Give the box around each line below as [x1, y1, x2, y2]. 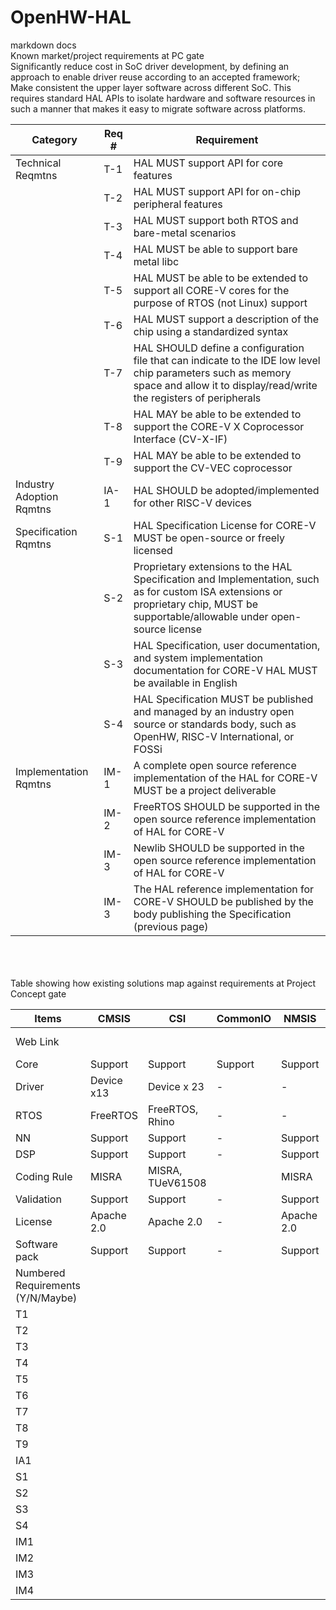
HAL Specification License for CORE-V [133, 518, 317, 532]
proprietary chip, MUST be [133, 597, 259, 611]
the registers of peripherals [133, 391, 262, 405]
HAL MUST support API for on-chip [133, 184, 301, 198]
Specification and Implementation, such [133, 572, 320, 586]
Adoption [15, 489, 59, 503]
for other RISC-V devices [133, 496, 253, 510]
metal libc [133, 254, 180, 268]
